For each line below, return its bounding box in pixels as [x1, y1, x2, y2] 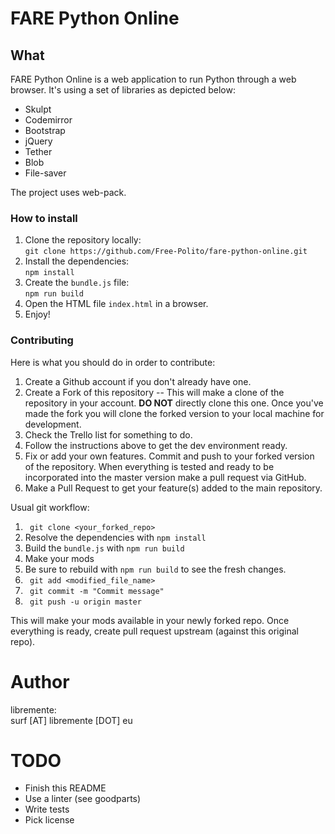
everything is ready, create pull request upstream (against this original [10, 625, 299, 637]
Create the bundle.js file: [24, 277, 130, 289]
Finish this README [24, 782, 107, 794]
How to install [10, 211, 78, 225]
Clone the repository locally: [24, 234, 142, 246]
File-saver [24, 167, 67, 179]
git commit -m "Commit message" [29, 586, 165, 596]
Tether [24, 146, 53, 157]
